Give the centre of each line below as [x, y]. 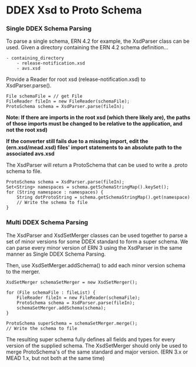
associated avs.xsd [30, 154]
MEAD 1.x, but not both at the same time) [55, 358]
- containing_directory [35, 58]
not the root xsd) [27, 130]
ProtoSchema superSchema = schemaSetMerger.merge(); [72, 323]
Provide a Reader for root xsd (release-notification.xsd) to [76, 79]
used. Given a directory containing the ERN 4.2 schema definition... [87, 47]
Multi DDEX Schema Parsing [47, 222]
